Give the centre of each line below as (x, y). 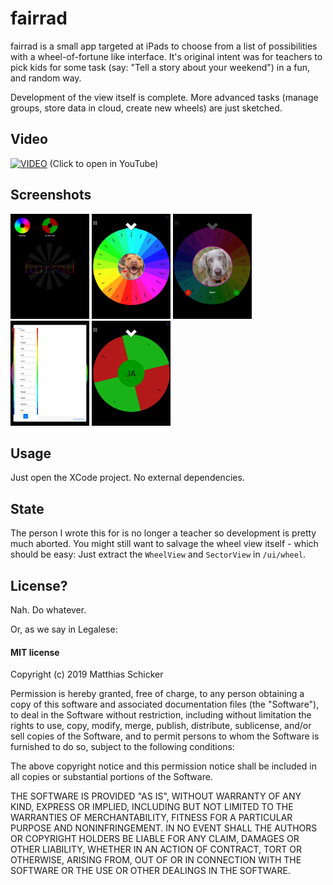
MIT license (35, 652)
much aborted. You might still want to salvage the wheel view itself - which (164, 544)
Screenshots (51, 195)
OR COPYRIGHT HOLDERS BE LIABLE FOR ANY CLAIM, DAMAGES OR (155, 839)
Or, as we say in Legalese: (64, 629)
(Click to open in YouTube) (104, 163)
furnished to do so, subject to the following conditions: (122, 747)
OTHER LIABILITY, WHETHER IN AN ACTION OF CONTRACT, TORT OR (156, 849)
